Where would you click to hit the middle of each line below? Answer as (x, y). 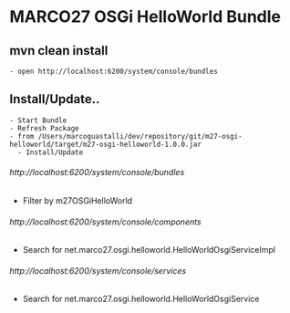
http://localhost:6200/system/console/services (98, 270)
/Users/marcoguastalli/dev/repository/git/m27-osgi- (140, 136)
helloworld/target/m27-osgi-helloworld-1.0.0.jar (106, 144)
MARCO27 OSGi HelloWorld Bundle (145, 17)
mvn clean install (59, 51)
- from (22, 136)
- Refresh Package (44, 128)
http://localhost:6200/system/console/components (106, 222)
